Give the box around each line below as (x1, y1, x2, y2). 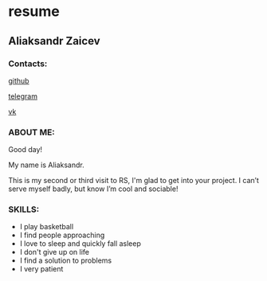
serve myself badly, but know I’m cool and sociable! (8, 184, 179, 193)
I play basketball (19, 222, 74, 232)
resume (8, 2, 60, 21)
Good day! (8, 145, 42, 154)
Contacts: (8, 58, 48, 69)
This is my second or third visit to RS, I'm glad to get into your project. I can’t (8, 176, 259, 185)
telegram (8, 91, 38, 101)
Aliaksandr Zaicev (8, 34, 101, 48)
